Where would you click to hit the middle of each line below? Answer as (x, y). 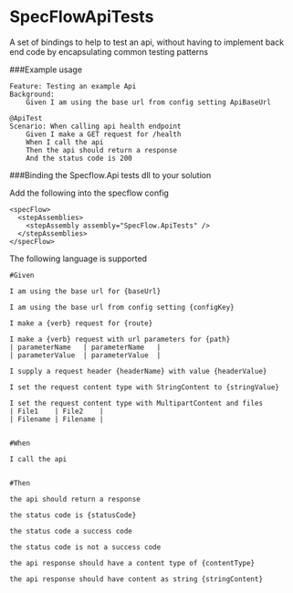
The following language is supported (78, 259)
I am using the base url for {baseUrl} (85, 291)
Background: (32, 94)
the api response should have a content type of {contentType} (132, 563)
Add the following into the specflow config (89, 193)
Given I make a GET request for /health (104, 134)
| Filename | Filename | (57, 419)
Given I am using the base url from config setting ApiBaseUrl (149, 102)
